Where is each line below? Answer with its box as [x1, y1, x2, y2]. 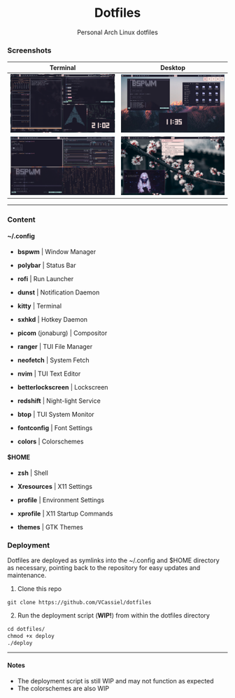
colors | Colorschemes [17, 437, 84, 446]
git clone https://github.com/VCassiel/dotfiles [7, 599, 152, 606]
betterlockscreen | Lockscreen [17, 383, 108, 391]
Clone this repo [17, 585, 62, 593]
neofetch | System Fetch [17, 355, 90, 364]
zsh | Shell [17, 469, 49, 477]
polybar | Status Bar [17, 261, 76, 269]
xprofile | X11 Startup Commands [17, 509, 113, 518]
